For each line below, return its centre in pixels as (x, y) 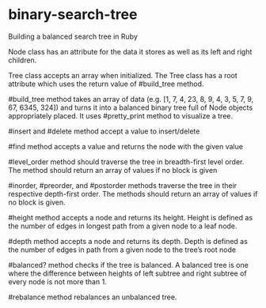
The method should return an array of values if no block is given (113, 170)
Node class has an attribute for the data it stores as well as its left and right (130, 51)
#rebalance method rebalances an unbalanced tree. (93, 297)
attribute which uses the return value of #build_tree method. (106, 84)
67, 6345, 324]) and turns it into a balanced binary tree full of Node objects (131, 107)
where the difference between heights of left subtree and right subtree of (127, 273)
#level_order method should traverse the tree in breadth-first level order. (126, 162)
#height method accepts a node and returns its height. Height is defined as (131, 217)
